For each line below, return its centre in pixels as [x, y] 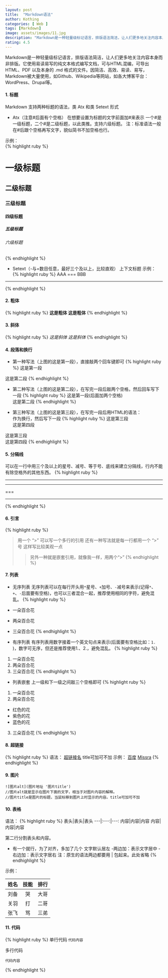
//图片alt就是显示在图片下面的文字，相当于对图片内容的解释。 [61, 792]
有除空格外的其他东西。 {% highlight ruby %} [51, 472]
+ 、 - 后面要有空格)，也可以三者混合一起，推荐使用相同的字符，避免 [81, 593]
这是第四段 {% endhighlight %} [37, 442]
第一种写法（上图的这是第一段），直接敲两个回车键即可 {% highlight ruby [87, 362]
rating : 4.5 [17, 43]
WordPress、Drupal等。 [30, 82]
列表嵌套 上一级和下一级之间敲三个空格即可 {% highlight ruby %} [79, 682]
